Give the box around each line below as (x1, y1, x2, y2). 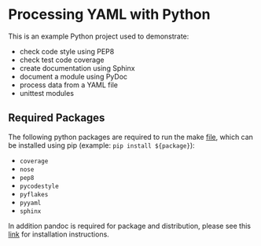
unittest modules (19, 88, 75, 97)
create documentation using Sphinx (19, 63, 135, 72)
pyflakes (19, 190, 49, 198)
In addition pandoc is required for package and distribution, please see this (8, 221, 252, 230)
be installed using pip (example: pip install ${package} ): (8, 140, 195, 150)
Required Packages (8, 112, 105, 125)
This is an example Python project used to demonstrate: (8, 31, 189, 41)
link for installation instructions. (8, 229, 110, 239)
